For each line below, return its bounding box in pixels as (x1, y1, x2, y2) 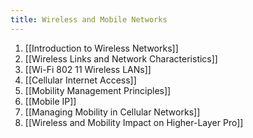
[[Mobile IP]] (24, 95, 77, 107)
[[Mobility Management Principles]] (24, 84, 172, 96)
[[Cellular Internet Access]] (24, 74, 137, 86)
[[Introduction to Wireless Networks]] (24, 42, 179, 54)
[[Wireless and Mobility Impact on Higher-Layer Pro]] (24, 116, 244, 128)
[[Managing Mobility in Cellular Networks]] (24, 106, 201, 118)
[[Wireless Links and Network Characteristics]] (24, 52, 218, 65)
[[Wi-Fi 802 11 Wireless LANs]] (24, 63, 152, 75)
